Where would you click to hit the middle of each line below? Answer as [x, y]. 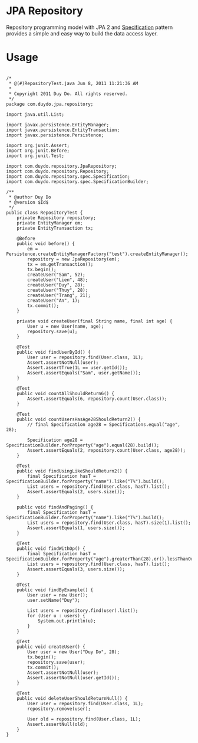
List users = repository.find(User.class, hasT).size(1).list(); [109, 523]
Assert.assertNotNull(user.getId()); [73, 677]
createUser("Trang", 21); [59, 295]
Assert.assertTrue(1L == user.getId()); [77, 367]
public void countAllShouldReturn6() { [66, 393]
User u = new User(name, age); [66, 326]
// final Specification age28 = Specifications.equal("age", [104, 424]
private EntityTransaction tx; [55, 228]
